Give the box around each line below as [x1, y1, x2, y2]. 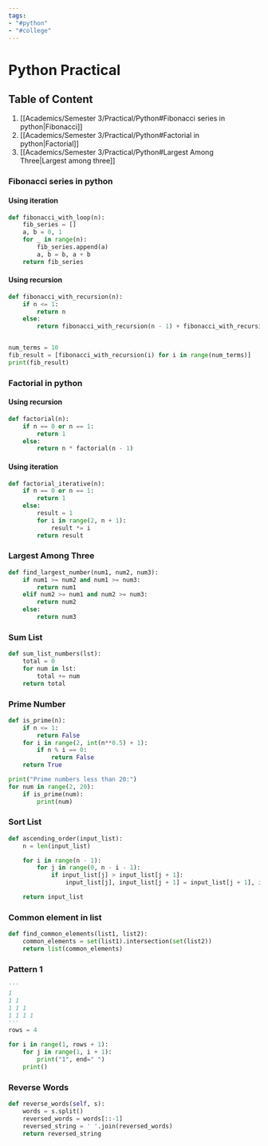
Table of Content [8, 93, 93, 106]
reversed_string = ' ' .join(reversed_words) [22, 1122, 173, 1130]
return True [22, 761, 62, 770]
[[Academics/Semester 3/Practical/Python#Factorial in [19, 131, 200, 140]
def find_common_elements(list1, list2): [8, 930, 148, 938]
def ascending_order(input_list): [8, 834, 124, 842]
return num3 [37, 613, 77, 621]
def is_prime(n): [8, 716, 66, 724]
